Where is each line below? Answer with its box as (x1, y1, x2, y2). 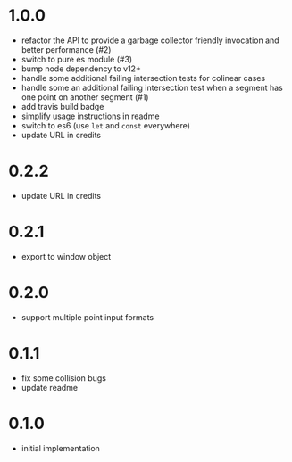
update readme (21, 382, 78, 392)
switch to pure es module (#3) (21, 54, 133, 64)
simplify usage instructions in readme (21, 111, 160, 121)
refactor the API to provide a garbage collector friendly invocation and (21, 35, 279, 45)
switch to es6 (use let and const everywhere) (21, 120, 191, 130)
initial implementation (21, 442, 100, 453)
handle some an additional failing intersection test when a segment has (21, 82, 283, 93)
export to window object (21, 251, 112, 261)
